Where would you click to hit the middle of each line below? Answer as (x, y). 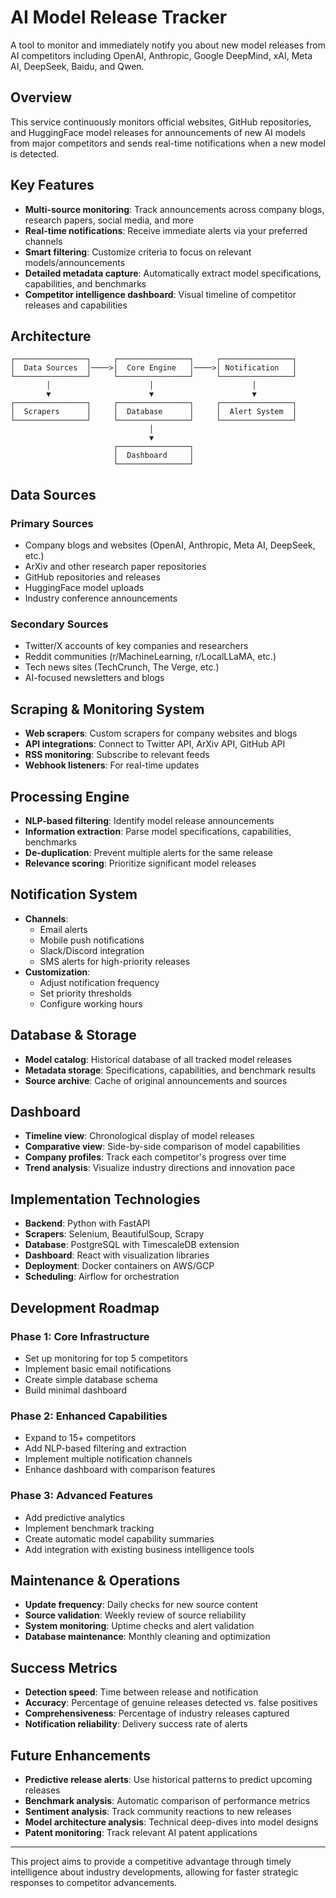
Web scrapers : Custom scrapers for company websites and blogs (161, 733)
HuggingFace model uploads (84, 588)
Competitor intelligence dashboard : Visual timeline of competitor (160, 294)
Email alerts (63, 929)
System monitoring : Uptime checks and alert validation (139, 1626)
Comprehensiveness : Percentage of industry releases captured (157, 1713)
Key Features (52, 185)
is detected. (35, 153)
